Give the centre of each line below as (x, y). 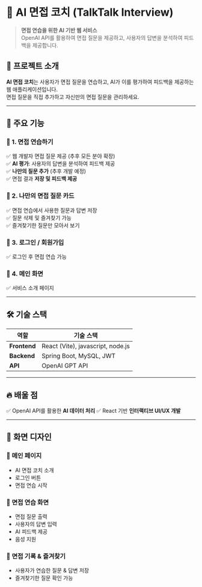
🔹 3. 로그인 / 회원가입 (35, 242)
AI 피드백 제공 (31, 532)
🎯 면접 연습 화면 (28, 502)
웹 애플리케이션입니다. (32, 89)
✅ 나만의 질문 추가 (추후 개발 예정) (46, 171)
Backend (22, 356)
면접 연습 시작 (31, 485)
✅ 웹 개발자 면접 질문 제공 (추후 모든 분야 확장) (61, 156)
